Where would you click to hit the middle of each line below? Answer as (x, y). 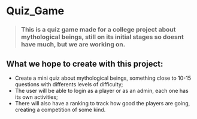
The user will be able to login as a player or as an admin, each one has (101, 90)
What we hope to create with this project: (85, 64)
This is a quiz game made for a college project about (98, 30)
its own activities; (36, 97)
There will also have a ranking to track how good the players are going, (102, 103)
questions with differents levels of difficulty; (69, 84)
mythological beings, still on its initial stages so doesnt (102, 37)
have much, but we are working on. (73, 45)
